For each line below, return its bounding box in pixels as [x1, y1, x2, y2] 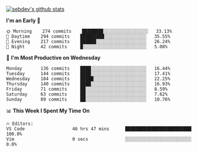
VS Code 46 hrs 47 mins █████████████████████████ [6, 126, 192, 132]
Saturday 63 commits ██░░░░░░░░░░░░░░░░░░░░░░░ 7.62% [6, 91, 168, 97]
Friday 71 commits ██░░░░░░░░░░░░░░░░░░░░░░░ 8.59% [6, 86, 168, 92]
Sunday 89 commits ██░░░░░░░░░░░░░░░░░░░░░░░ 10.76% [6, 97, 170, 103]
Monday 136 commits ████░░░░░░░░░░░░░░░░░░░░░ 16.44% [6, 65, 170, 71]
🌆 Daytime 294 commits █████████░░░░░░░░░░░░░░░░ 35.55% [6, 34, 170, 39]
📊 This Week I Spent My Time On [6, 107, 90, 114]
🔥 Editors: [6, 121, 34, 127]
